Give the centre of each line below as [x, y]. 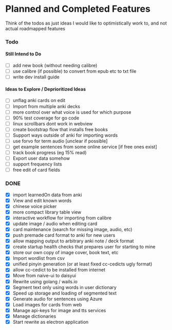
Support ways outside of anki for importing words [65, 135]
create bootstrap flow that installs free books [60, 129]
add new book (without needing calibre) [55, 66]
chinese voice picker [35, 206]
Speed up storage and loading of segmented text [65, 293]
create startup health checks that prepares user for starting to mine [84, 247]
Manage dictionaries [34, 316]
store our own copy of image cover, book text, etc [65, 253]
